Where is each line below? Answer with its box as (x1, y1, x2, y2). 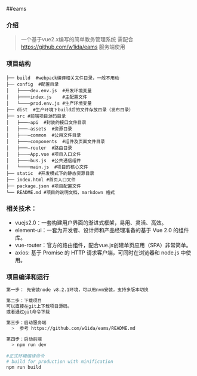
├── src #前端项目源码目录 (6, 113, 66, 119)
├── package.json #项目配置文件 (6, 183, 82, 189)
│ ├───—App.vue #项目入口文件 (6, 151, 82, 157)
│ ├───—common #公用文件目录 (6, 132, 82, 138)
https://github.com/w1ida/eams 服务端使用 (20, 43, 125, 50)
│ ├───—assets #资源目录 (6, 126, 73, 132)
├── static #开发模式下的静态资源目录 (6, 170, 94, 176)
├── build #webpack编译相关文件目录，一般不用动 (6, 75, 119, 81)
